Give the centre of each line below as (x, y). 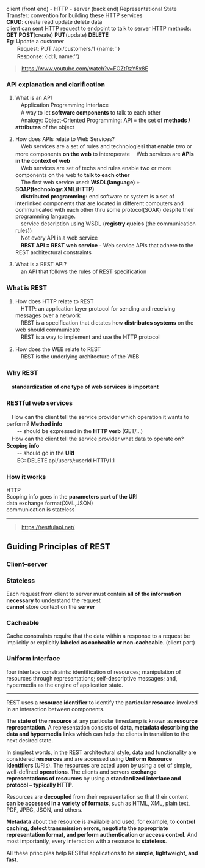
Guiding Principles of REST (59, 547)
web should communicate (48, 330)
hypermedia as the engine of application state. (65, 685)
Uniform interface (33, 659)
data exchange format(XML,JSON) (50, 503)
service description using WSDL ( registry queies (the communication (108, 224)
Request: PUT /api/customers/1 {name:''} (68, 49)
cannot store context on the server (51, 607)
